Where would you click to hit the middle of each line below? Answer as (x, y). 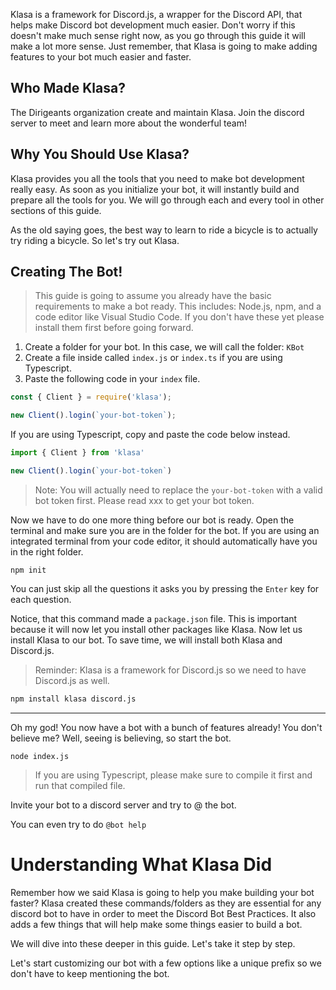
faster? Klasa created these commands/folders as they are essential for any (166, 903)
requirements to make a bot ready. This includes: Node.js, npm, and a (178, 306)
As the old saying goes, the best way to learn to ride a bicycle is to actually (164, 230)
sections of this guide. (56, 210)
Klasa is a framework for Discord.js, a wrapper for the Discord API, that (156, 14)
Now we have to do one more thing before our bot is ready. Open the (152, 520)
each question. (41, 599)
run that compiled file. (80, 785)
